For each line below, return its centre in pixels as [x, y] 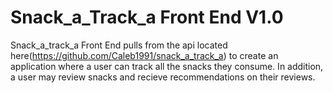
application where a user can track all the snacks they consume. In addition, [167, 66]
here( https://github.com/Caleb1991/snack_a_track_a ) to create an [144, 55]
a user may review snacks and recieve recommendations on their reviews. [163, 77]
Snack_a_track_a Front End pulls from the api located [119, 45]
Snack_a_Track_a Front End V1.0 [147, 17]
